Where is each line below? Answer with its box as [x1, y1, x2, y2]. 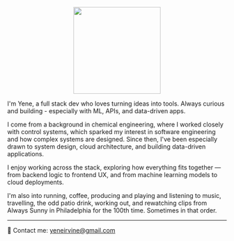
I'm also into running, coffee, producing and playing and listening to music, [7, 192, 221, 199]
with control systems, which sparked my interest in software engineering [7, 128, 216, 135]
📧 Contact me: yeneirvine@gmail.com [7, 226, 116, 234]
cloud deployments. [7, 178, 64, 186]
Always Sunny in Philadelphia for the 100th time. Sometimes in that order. [7, 206, 217, 215]
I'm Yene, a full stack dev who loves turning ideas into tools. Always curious [7, 99, 225, 108]
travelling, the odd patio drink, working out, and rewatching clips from [7, 199, 208, 207]
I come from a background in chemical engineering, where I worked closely [7, 120, 224, 128]
